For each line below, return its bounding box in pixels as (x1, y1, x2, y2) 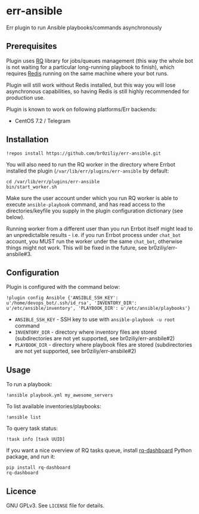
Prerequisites (6, 41, 57, 51)
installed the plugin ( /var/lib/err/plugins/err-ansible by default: (6, 167, 169, 174)
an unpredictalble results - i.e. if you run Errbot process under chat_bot (6, 231, 181, 238)
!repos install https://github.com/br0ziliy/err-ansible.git (6, 150, 161, 156)
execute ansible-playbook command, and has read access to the (6, 201, 166, 208)
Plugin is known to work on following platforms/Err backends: (6, 106, 157, 113)
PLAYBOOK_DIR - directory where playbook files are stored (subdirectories (14, 341, 192, 349)
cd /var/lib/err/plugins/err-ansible (6, 178, 100, 184)
